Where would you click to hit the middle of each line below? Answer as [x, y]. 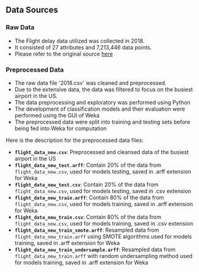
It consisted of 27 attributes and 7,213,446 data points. [83, 47]
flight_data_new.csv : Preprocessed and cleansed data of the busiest [102, 152]
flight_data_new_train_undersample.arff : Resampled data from [95, 249]
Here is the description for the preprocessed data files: [75, 140]
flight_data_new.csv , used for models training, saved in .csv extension [104, 223]
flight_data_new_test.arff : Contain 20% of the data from [88, 165]
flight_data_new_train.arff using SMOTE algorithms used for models [103, 236]
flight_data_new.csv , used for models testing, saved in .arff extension [103, 171]
